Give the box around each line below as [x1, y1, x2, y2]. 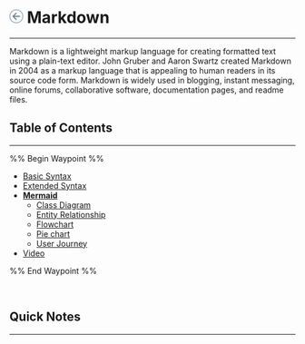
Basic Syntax [22, 171, 72, 182]
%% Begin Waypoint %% [9, 152, 104, 163]
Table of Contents [9, 121, 113, 136]
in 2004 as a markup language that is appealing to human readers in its [9, 64, 276, 75]
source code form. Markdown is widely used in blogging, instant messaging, [9, 74, 295, 85]
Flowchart [35, 219, 74, 230]
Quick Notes [9, 310, 82, 325]
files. [9, 93, 28, 104]
